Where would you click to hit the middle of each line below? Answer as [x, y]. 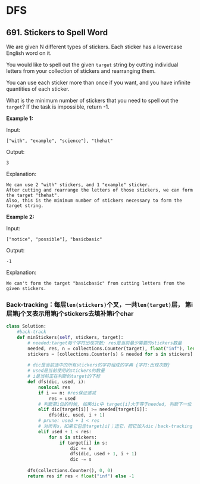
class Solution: [26, 326]
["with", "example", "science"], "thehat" [60, 141]
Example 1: [20, 118]
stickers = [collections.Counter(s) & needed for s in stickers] [110, 354]
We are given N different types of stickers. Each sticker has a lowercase [94, 47]
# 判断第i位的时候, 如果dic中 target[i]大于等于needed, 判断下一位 [115, 404]
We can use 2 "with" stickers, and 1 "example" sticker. [78, 185]
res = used [62, 398]
